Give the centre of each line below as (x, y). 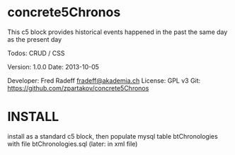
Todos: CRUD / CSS (36, 53)
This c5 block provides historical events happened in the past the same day (117, 32)
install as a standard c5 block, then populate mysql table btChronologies (113, 136)
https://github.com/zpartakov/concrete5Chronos (78, 88)
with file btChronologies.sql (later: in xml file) (73, 144)
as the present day (35, 39)
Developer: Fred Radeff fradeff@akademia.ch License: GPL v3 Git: (104, 80)
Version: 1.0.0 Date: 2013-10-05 (53, 67)
